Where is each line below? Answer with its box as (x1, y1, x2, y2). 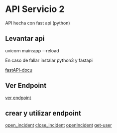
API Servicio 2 (5, 3, 65, 15)
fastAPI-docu (5, 67, 32, 73)
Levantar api (5, 34, 45, 43)
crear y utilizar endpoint (5, 109, 81, 118)
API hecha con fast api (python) (5, 20, 71, 26)
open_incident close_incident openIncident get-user (5, 122, 112, 128)
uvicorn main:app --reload (5, 47, 59, 53)
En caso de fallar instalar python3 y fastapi (5, 57, 93, 63)
